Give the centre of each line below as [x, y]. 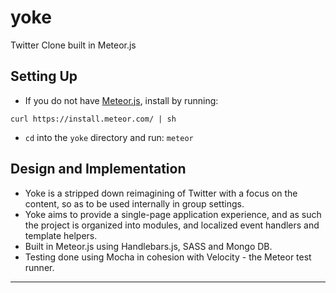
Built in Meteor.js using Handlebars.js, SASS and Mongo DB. [148, 246]
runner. [39, 267]
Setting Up [44, 76]
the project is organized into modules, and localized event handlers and [172, 225]
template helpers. [61, 235]
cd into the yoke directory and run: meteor [109, 137]
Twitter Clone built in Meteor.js [73, 45]
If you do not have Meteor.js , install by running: [121, 100]
